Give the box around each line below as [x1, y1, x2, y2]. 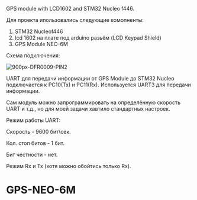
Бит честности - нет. [6, 151, 58, 158]
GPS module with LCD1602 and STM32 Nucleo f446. [6, 5, 135, 12]
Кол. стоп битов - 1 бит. [6, 140, 65, 147]
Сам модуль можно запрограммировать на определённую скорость [6, 99, 181, 106]
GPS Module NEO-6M [14, 41, 68, 47]
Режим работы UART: [6, 117, 61, 124]
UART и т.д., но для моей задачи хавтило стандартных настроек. [6, 105, 170, 112]
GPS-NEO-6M [6, 183, 76, 197]
